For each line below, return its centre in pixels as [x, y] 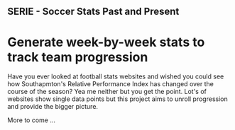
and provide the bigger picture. [53, 107]
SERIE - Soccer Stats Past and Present [93, 12]
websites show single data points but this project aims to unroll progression [118, 99]
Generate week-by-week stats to [106, 42]
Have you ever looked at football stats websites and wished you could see [116, 76]
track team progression [78, 57]
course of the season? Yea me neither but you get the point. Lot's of [107, 92]
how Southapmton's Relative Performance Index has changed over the [111, 84]
